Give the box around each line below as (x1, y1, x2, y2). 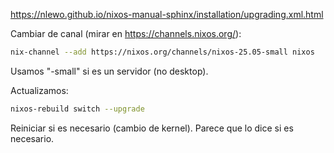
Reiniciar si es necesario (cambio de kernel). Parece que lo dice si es (10, 122, 294, 134)
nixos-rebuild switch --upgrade (10, 104, 145, 114)
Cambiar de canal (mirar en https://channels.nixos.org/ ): (10, 28, 242, 39)
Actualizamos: (10, 84, 69, 96)
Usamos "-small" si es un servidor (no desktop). (10, 65, 209, 77)
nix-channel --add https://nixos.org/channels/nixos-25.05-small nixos (10, 47, 315, 57)
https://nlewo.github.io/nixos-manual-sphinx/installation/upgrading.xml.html (10, 9, 324, 20)
